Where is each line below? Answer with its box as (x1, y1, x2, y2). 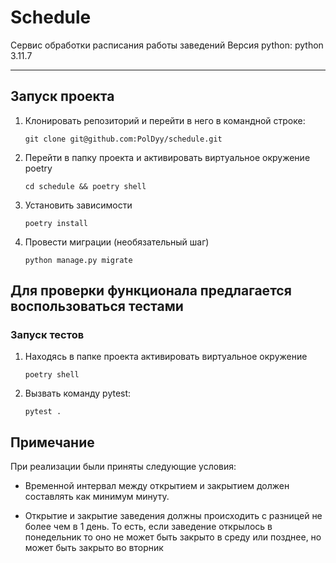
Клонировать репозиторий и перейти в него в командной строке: (24, 114, 306, 126)
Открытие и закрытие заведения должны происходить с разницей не (24, 510, 323, 522)
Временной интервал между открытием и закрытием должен (24, 480, 290, 492)
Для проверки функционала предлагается (10, 282, 292, 300)
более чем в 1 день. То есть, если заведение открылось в (24, 521, 273, 533)
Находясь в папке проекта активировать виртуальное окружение (24, 351, 308, 363)
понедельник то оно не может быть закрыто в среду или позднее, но (24, 531, 322, 543)
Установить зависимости (24, 199, 133, 211)
